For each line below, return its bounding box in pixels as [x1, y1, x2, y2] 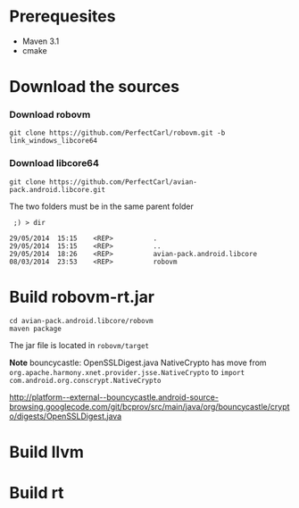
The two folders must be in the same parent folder [9, 201, 195, 212]
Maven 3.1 [21, 36, 60, 46]
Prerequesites [9, 6, 116, 27]
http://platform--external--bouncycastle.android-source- [9, 391, 219, 403]
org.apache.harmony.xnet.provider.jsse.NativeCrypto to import [9, 366, 245, 377]
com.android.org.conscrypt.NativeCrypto [9, 376, 162, 385]
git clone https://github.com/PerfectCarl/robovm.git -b [9, 129, 226, 137]
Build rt [9, 483, 64, 504]
